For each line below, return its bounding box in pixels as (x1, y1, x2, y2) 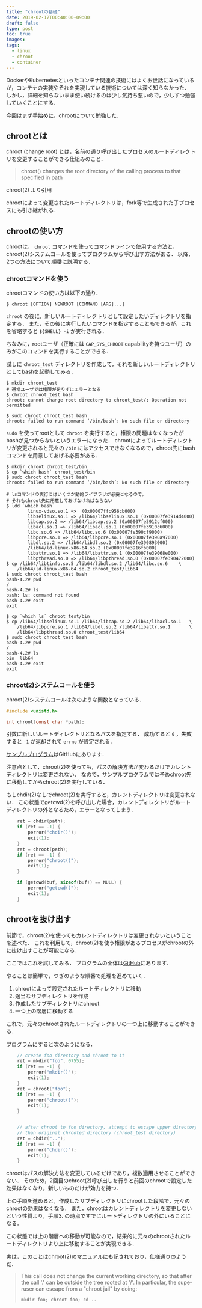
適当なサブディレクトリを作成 (14, 992, 89, 1000)
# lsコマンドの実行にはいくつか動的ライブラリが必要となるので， (6, 491, 147, 498)
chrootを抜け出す (6, 914, 71, 924)
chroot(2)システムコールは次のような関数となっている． (6, 695, 145, 703)
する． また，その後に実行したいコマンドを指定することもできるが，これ (11, 320, 191, 328)
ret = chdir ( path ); (17, 818, 66, 824)
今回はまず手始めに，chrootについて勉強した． (6, 112, 122, 119)
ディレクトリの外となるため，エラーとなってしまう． (6, 806, 136, 813)
